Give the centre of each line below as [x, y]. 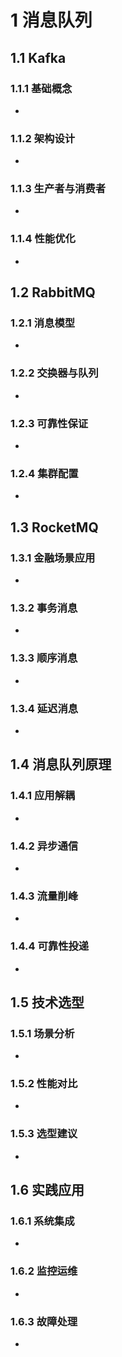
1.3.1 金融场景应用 [53, 558]
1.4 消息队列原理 [61, 764]
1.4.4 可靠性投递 [50, 946]
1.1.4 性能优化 [43, 239]
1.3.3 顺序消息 [44, 658]
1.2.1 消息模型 [43, 323]
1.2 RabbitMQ [53, 292]
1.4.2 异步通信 [44, 846]
